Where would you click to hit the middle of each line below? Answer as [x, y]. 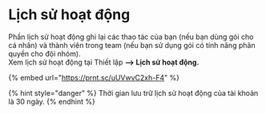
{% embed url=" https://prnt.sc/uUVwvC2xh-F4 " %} [94, 77]
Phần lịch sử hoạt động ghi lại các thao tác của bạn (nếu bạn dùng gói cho [131, 37]
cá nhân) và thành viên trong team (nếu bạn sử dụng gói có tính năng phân [132, 45]
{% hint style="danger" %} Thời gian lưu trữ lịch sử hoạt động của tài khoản [133, 92]
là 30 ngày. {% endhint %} [52, 101]
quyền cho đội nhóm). [45, 53]
